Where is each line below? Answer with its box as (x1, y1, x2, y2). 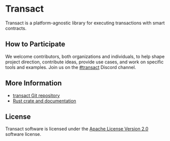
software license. (5, 131, 42, 137)
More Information (5, 79, 62, 88)
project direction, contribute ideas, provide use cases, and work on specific (5, 59, 164, 65)
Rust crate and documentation (12, 97, 76, 104)
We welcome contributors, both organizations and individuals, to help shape (5, 53, 165, 59)
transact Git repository (12, 92, 60, 98)
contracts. (5, 25, 27, 31)
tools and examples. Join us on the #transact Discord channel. (5, 64, 136, 70)
